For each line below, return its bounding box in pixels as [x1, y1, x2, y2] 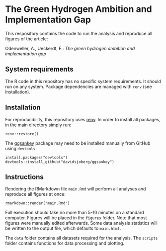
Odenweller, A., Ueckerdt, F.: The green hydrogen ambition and [5, 45, 135, 51]
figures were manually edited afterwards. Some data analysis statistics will [5, 220, 158, 226]
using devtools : [5, 145, 37, 151]
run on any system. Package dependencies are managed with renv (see [5, 84, 152, 89]
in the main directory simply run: [5, 122, 72, 128]
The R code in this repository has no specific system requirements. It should [5, 78, 162, 84]
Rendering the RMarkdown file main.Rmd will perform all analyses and [5, 186, 146, 192]
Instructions [5, 172, 44, 181]
